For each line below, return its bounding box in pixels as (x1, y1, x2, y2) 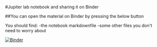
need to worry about (5, 28, 46, 33)
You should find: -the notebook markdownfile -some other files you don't (5, 23, 153, 28)
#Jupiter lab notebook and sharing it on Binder (5, 4, 99, 10)
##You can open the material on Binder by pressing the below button (5, 13, 144, 19)
